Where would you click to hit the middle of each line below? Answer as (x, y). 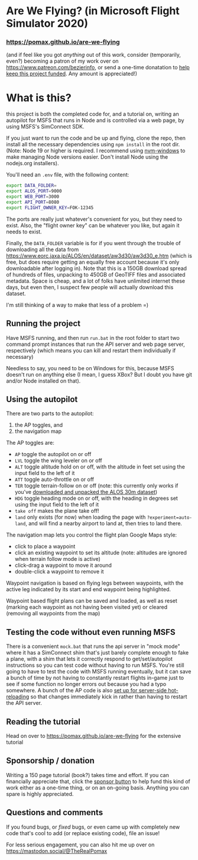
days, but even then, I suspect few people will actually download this (90, 287)
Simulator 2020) (47, 23)
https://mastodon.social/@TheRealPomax (57, 851)
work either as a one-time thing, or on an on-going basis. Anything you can (98, 787)
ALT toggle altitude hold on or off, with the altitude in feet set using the (100, 467)
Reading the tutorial (43, 722)
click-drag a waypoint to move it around (63, 565)
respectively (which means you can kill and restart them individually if (91, 350)
